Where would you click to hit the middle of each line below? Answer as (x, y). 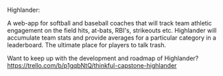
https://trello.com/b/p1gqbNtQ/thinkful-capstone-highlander (92, 65)
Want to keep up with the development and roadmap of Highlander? (103, 58)
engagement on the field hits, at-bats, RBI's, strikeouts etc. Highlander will (112, 30)
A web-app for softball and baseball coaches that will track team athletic (110, 23)
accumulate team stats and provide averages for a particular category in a (112, 38)
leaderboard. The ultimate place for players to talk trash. (87, 45)
